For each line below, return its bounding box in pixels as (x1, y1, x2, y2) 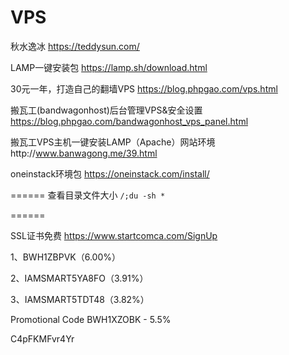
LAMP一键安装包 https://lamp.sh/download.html (10, 61, 208, 73)
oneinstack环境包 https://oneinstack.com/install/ (10, 167, 210, 180)
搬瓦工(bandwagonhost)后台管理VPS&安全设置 (10, 104, 203, 116)
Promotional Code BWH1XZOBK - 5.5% (10, 313, 172, 325)
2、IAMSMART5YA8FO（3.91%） (10, 272, 149, 284)
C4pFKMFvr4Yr (10, 332, 75, 345)
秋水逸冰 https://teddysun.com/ (10, 40, 140, 52)
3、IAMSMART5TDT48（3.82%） (10, 293, 150, 305)
